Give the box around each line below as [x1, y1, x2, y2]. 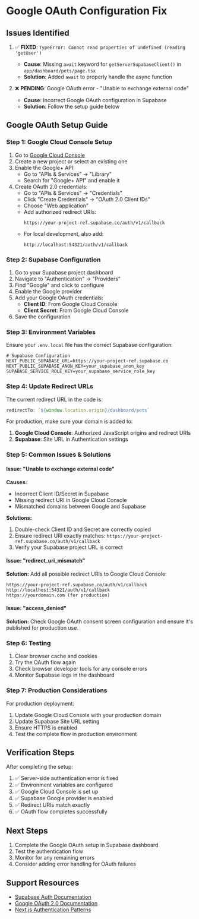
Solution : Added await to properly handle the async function [23, 73, 172, 80]
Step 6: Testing [6, 639, 51, 647]
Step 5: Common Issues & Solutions [6, 450, 111, 459]
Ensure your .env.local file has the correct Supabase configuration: [6, 342, 173, 349]
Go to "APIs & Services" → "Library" [23, 170, 112, 178]
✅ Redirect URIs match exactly [14, 801, 90, 809]
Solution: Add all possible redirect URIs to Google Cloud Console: [6, 570, 168, 577]
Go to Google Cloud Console [14, 151, 85, 159]
